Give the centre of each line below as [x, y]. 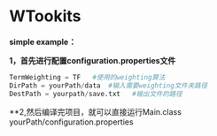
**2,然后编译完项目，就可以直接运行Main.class [95, 111]
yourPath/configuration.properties [72, 122]
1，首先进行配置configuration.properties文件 [93, 60]
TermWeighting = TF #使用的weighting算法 [87, 77]
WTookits [45, 16]
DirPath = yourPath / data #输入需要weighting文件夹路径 [108, 86]
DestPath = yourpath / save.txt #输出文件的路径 [96, 94]
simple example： [43, 42]
